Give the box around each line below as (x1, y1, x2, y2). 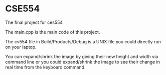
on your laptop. (5, 44, 37, 50)
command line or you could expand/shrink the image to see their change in (5, 59, 160, 65)
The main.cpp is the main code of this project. (5, 29, 100, 35)
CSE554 (5, 3, 40, 14)
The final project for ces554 (5, 19, 63, 25)
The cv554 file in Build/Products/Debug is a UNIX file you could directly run (5, 38, 161, 45)
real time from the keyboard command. (5, 64, 86, 70)
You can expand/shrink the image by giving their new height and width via (5, 53, 158, 60)
